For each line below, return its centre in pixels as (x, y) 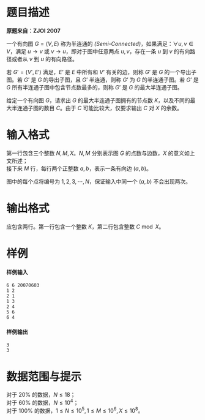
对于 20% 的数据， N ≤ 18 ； (41, 395)
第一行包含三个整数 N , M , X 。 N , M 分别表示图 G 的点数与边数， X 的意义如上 (101, 153)
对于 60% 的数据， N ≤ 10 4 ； (43, 402)
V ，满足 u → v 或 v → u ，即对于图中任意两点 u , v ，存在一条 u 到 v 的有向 (98, 51)
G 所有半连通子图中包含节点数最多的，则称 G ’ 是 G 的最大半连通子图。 (95, 87)
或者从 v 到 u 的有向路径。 (44, 59)
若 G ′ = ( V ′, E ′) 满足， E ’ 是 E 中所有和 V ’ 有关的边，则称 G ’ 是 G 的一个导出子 (102, 72)
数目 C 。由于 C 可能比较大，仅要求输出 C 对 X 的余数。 (113, 108)
